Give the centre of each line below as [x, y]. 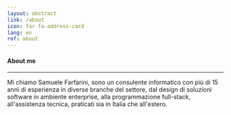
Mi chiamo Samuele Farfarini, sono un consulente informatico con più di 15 [113, 82]
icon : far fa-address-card [46, 26]
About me [22, 61]
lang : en [20, 33]
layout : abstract [32, 13]
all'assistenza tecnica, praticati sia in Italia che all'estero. [87, 104]
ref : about [23, 39]
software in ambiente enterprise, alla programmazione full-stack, [99, 97]
